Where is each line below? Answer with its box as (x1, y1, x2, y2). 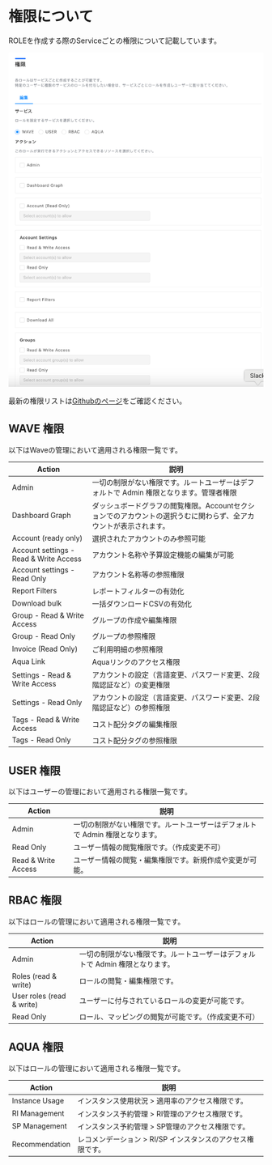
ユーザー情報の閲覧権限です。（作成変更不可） (73, 843, 225, 852)
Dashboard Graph (11, 511, 71, 521)
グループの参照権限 (91, 631, 156, 641)
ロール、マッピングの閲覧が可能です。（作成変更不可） (79, 1012, 260, 1022)
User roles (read (11, 991, 66, 1001)
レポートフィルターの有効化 (91, 586, 185, 596)
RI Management (11, 1108, 65, 1118)
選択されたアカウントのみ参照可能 (91, 534, 206, 543)
